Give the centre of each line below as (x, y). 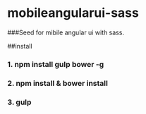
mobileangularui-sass (73, 13)
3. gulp (19, 102)
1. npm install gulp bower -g (56, 64)
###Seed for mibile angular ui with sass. (66, 32)
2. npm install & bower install (57, 83)
